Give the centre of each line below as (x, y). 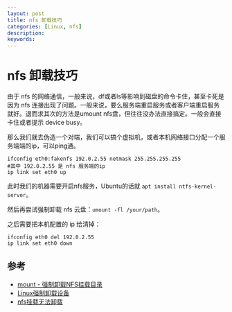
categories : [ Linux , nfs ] (44, 26)
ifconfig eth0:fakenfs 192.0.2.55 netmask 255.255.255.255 (94, 159)
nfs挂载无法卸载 (40, 302)
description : (26, 33)
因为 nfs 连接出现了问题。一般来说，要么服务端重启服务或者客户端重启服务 (114, 105)
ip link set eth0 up (37, 173)
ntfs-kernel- (198, 187)
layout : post (26, 14)
